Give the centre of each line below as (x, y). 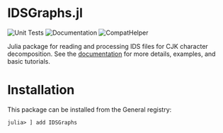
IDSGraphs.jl (45, 13)
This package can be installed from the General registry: (90, 109)
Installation (41, 90)
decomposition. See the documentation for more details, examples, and (111, 54)
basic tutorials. (29, 61)
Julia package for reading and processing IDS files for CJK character (108, 46)
